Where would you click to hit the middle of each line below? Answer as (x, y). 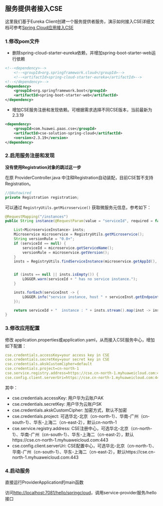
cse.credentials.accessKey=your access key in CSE (57, 355)
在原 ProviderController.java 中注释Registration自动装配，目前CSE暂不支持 (79, 177)
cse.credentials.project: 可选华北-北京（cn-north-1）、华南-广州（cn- (81, 416)
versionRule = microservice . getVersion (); (66, 252)
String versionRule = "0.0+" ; (44, 239)
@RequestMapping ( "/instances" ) (37, 216)
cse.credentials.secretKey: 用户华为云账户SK (57, 404)
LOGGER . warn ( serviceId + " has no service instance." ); (80, 279)
